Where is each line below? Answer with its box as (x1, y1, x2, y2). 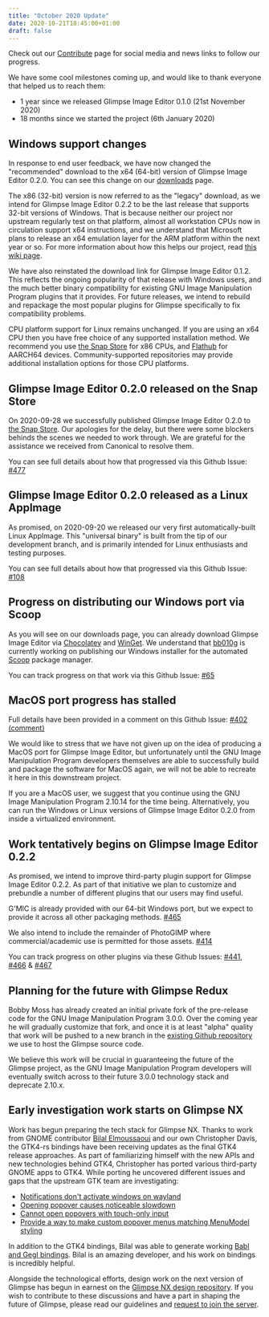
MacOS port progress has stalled (8, 693, 177, 707)
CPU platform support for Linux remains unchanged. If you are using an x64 (8, 324, 259, 334)
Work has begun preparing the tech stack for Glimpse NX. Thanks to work (8, 1124, 254, 1134)
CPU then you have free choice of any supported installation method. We (8, 333, 251, 343)
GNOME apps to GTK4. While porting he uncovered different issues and (8, 1167, 246, 1177)
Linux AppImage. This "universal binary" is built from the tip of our (8, 530, 227, 540)
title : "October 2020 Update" (8, 11, 110, 20)
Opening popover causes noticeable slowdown (19, 1200, 176, 1209)
